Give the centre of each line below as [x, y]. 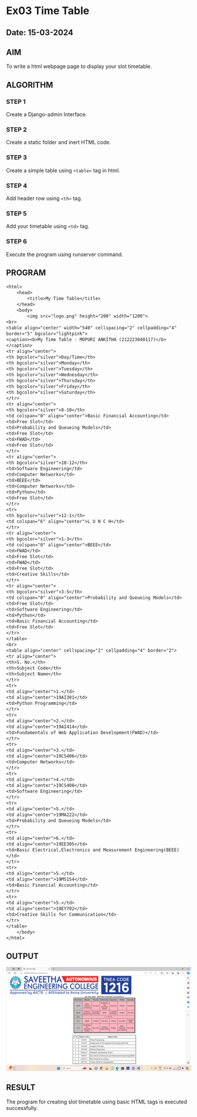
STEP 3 [17, 158]
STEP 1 [16, 101]
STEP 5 [17, 214]
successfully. [22, 1108]
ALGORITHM [30, 85]
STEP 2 [17, 129]
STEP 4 [17, 185]
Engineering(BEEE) [157, 850]
